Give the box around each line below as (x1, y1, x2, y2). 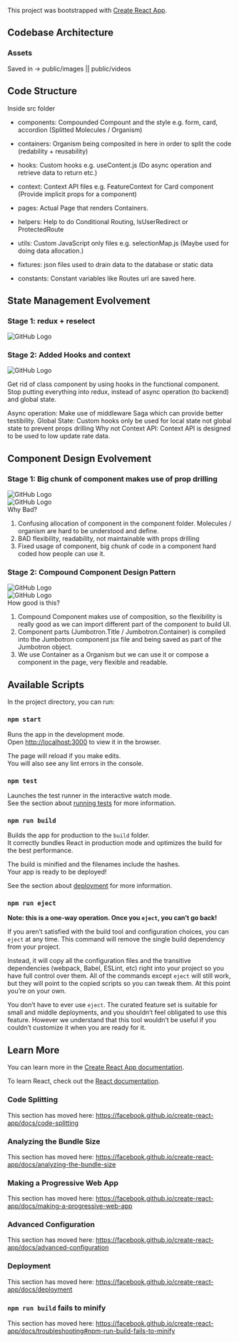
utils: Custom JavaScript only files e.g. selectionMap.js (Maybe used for (17, 238, 230, 247)
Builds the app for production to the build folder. (7, 831, 151, 839)
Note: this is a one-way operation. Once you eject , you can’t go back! (7, 914, 218, 922)
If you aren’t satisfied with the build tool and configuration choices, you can (7, 927, 230, 936)
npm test (7, 777, 38, 784)
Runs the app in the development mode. (7, 730, 125, 738)
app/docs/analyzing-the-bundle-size (7, 1160, 116, 1169)
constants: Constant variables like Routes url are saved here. (17, 274, 196, 283)
